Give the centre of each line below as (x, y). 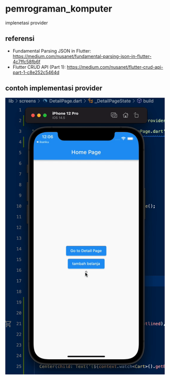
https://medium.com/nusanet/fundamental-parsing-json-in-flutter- (82, 56)
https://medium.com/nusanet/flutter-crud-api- (115, 67)
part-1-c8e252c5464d (36, 72)
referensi (20, 39)
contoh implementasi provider (54, 88)
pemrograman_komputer (59, 9)
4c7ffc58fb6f (26, 62)
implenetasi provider (27, 23)
